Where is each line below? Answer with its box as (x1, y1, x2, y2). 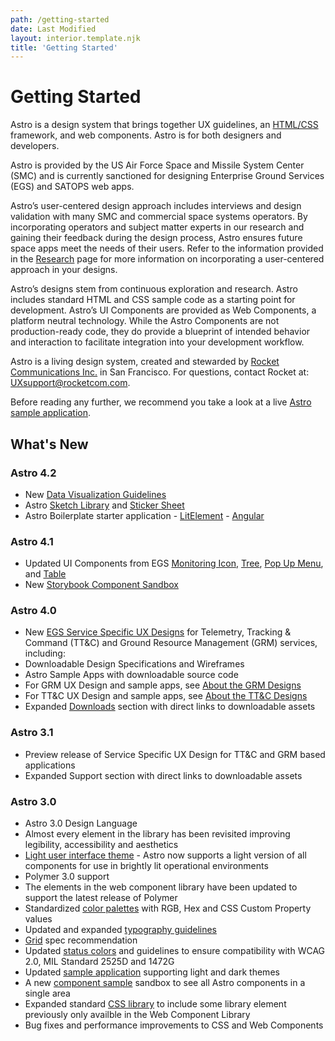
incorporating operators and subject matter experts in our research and (10, 221, 305, 233)
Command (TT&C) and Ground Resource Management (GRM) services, (24, 637, 318, 649)
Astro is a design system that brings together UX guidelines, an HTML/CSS (10, 119, 319, 131)
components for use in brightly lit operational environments (24, 860, 269, 872)
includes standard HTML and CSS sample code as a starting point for (10, 294, 296, 306)
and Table (24, 568, 67, 580)
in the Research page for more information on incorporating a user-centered (10, 253, 325, 265)
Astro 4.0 (10, 604, 57, 618)
